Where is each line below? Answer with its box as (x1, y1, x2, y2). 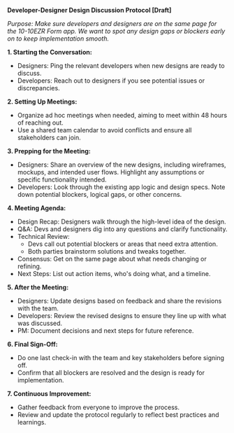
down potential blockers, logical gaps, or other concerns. (17, 191, 182, 198)
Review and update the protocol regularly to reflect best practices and (17, 411, 219, 419)
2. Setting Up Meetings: (7, 97, 78, 106)
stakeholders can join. (17, 133, 82, 142)
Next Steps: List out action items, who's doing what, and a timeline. (17, 270, 211, 277)
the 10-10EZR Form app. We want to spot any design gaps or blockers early (7, 27, 226, 35)
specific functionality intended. (17, 175, 107, 184)
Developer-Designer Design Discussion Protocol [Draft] (7, 6, 172, 14)
